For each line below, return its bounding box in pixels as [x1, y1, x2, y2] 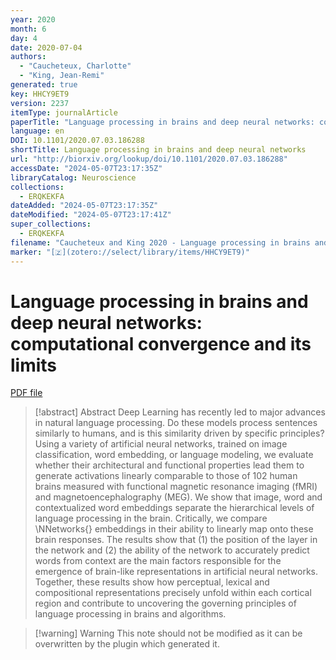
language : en [10, 126, 65, 136]
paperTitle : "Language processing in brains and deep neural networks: [10, 117, 315, 127]
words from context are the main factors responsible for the [34, 555, 282, 567]
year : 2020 [10, 14, 56, 25]
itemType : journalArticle [10, 107, 118, 118]
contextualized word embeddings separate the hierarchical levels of [34, 502, 315, 514]
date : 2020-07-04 [10, 42, 83, 53]
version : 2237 [10, 98, 70, 108]
